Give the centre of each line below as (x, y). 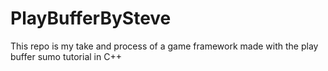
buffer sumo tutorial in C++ (66, 56)
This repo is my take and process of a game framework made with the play (164, 46)
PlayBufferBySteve (91, 18)
